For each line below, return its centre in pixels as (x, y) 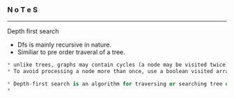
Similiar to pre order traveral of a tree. (71, 52)
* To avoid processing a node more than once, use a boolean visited (110, 72)
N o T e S (23, 10)
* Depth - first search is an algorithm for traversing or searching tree (115, 84)
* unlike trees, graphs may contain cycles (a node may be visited (107, 65)
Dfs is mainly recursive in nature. (64, 45)
